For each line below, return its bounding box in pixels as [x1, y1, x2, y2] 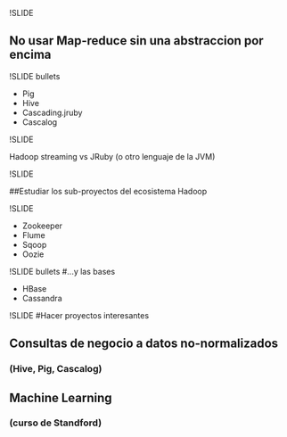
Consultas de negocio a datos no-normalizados [9, 336, 279, 351]
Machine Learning [9, 390, 113, 405]
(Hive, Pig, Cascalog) [9, 363, 102, 375]
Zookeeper [21, 220, 63, 231]
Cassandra [21, 293, 62, 303]
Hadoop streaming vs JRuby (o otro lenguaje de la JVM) [9, 151, 216, 161]
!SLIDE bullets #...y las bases [9, 266, 116, 276]
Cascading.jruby [21, 107, 83, 118]
